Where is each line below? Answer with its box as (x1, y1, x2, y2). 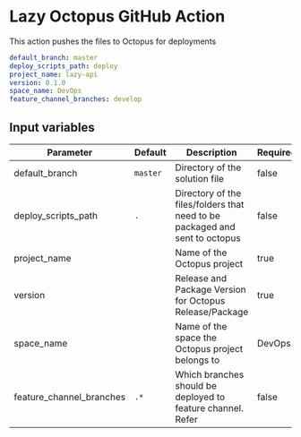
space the (175, 331, 218, 344)
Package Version (175, 284, 246, 296)
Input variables (9, 119, 96, 135)
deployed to (175, 391, 226, 403)
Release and (175, 272, 228, 284)
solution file (175, 173, 224, 184)
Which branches (175, 369, 245, 381)
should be (175, 380, 218, 391)
